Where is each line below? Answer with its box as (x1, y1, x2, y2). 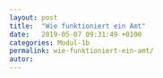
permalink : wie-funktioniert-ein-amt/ (9, 47, 154, 56)
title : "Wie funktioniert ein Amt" (9, 22, 146, 30)
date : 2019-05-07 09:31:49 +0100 (9, 30, 142, 39)
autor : (9, 55, 34, 64)
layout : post (9, 13, 58, 22)
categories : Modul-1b (9, 38, 90, 48)
